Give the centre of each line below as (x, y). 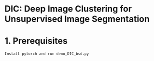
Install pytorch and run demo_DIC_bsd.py (47, 54)
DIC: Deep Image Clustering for (68, 9)
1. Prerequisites (36, 41)
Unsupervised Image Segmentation (77, 19)
